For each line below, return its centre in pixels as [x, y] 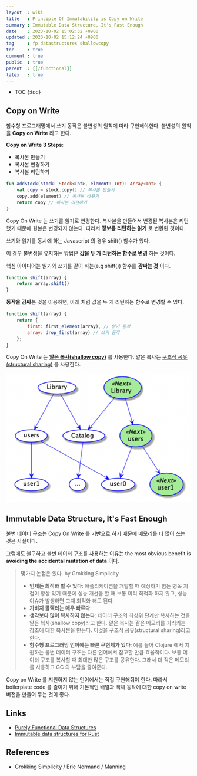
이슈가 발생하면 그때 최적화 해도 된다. [72, 601]
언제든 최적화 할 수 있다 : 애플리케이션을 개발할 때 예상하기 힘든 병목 [106, 586]
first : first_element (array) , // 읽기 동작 [79, 326]
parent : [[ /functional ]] [39, 68]
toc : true [25, 50]
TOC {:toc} [28, 92]
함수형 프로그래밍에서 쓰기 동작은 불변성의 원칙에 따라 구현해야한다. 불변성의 [93, 126]
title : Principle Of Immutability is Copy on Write [75, 19]
